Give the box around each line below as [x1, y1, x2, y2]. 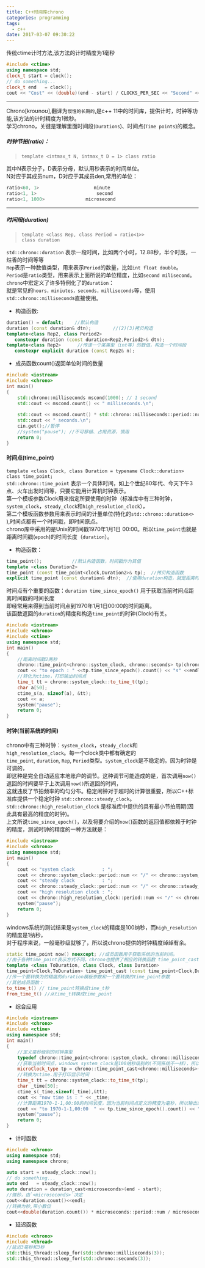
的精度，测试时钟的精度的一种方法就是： [6, 826, 108, 833]
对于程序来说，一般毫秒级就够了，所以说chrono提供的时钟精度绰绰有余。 [6, 939, 190, 946]
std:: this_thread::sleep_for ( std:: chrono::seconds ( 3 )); [6, 1256, 151, 1262]
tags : [6, 20, 20, 26]
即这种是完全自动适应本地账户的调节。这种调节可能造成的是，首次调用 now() [6, 772, 196, 780]
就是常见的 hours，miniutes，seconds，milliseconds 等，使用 [6, 287, 156, 294]
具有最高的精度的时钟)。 [11, 810, 73, 818]
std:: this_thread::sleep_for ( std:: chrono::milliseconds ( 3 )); [6, 1250, 165, 1256]
